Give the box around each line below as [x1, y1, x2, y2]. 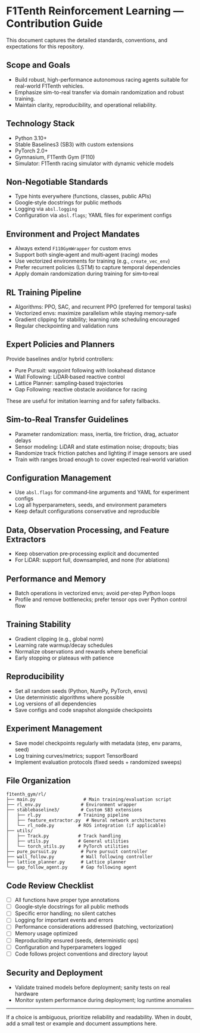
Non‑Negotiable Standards [6, 177, 108, 187]
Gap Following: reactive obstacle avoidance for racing [14, 385, 148, 393]
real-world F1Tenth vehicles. [14, 82, 85, 89]
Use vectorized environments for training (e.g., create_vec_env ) [14, 257, 170, 265]
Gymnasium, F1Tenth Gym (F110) [14, 153, 95, 160]
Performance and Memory [6, 574, 106, 584]
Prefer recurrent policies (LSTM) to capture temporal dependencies [14, 264, 180, 271]
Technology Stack [6, 119, 75, 129]
